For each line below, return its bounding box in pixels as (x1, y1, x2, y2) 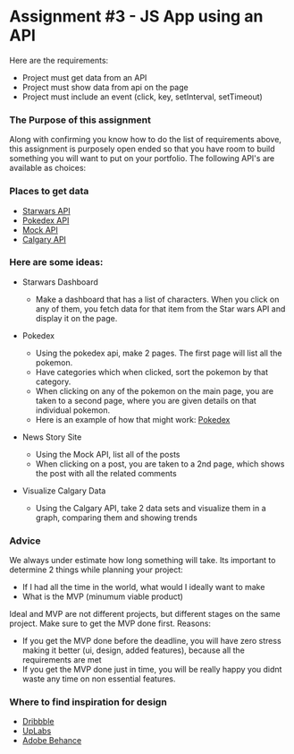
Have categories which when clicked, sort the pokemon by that (35, 366, 269, 377)
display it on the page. (35, 313, 118, 323)
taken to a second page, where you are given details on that (35, 395, 256, 406)
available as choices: (9, 163, 87, 174)
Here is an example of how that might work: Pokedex (35, 414, 231, 424)
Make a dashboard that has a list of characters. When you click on (35, 294, 280, 304)
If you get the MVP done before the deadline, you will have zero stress (21, 636, 281, 647)
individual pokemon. (35, 405, 110, 416)
